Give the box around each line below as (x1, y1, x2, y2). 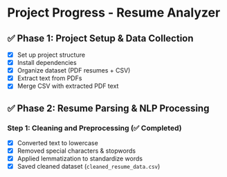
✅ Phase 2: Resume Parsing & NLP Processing (7, 102, 210, 114)
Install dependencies (17, 59, 78, 67)
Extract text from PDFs (17, 74, 82, 82)
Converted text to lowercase (17, 139, 98, 147)
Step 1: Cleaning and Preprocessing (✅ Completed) (7, 123, 182, 133)
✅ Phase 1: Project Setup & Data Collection (7, 32, 194, 44)
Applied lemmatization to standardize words (17, 154, 143, 163)
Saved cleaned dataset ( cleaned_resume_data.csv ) (17, 162, 161, 171)
